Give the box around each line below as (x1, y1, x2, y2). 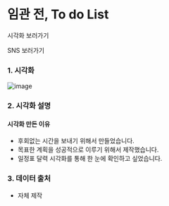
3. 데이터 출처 (7, 174, 51, 183)
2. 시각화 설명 (7, 101, 51, 111)
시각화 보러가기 (7, 31, 49, 40)
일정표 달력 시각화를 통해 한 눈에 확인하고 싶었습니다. (17, 154, 163, 163)
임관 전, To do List (7, 6, 109, 23)
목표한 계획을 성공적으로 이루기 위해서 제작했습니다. (17, 145, 159, 154)
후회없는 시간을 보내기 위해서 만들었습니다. (17, 137, 135, 145)
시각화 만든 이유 (7, 119, 51, 128)
